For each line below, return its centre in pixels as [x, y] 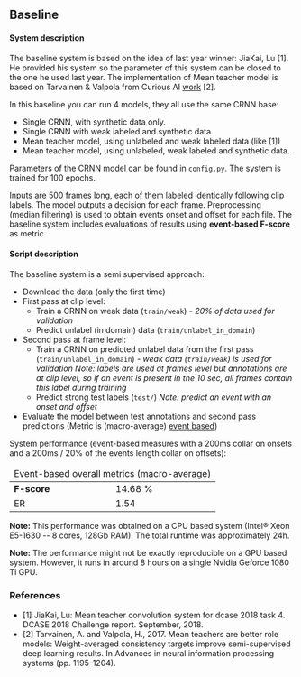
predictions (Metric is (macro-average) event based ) [120, 426]
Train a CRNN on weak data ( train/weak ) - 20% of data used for [155, 311]
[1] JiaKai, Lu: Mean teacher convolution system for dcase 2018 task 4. [154, 615]
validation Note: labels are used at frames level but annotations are [161, 368]
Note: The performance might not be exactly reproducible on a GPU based [148, 552]
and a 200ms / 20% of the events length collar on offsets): [118, 453]
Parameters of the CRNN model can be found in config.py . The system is [145, 168]
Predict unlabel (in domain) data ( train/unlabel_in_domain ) [146, 329]
